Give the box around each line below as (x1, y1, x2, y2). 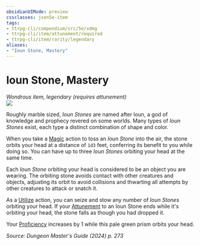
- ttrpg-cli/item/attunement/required (6, 31, 103, 37)
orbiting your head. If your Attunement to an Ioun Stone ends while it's (6, 203, 179, 210)
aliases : (6, 42, 28, 48)
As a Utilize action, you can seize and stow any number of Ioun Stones (6, 196, 180, 203)
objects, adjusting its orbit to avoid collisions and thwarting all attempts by (6, 178, 189, 185)
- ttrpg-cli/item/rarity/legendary (6, 36, 95, 42)
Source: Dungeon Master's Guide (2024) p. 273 (6, 232, 124, 239)
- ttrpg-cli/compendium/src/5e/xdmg (6, 25, 97, 32)
